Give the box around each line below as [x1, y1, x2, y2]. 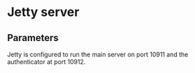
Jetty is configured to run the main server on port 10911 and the [7, 50, 189, 58]
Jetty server [7, 4, 80, 20]
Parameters [7, 32, 59, 44]
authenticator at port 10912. [7, 58, 86, 66]
